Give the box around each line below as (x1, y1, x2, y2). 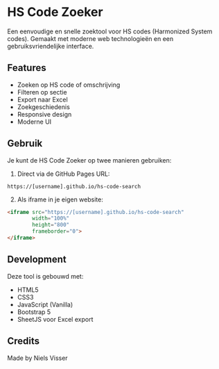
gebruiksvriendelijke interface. (7, 42, 94, 50)
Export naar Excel (17, 95, 68, 104)
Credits (7, 335, 40, 347)
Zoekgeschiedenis (17, 102, 71, 111)
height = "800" (32, 222, 70, 229)
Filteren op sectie (17, 88, 67, 96)
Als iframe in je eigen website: (17, 195, 104, 204)
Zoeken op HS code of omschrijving (17, 81, 121, 89)
